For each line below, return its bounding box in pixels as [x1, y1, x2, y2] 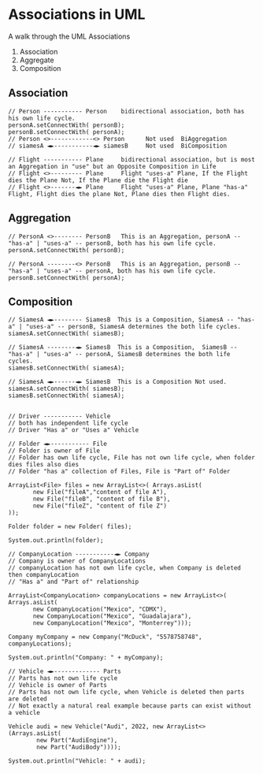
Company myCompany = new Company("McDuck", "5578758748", [8, 633, 202, 641]
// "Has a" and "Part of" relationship [8, 578, 139, 586]
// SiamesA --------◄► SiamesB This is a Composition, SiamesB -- [8, 344, 238, 351]
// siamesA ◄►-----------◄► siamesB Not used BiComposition [8, 142, 227, 150]
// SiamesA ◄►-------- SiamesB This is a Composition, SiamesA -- [8, 316, 235, 324]
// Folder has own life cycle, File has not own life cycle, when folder [8, 454, 256, 462]
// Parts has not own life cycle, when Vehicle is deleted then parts [8, 688, 245, 697]
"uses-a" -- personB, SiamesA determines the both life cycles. [25, 323, 242, 331]
